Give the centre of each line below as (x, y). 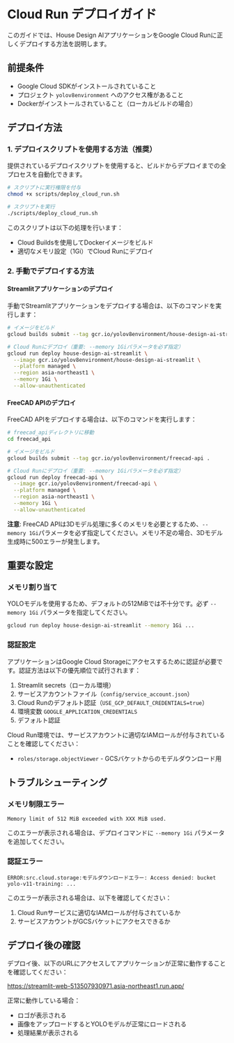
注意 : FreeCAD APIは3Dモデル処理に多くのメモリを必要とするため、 (105, 524)
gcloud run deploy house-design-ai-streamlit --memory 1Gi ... (101, 626)
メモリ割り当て (32, 588)
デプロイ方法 (35, 127)
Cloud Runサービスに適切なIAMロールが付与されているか (99, 912)
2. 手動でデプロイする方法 (51, 271)
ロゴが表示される (42, 1015)
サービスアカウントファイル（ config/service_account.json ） (105, 694)
